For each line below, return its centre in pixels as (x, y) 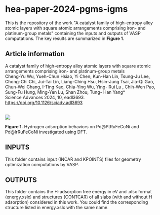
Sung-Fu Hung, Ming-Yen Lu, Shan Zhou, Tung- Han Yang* (65, 92)
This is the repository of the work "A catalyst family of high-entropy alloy (79, 23)
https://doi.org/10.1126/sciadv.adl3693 (44, 103)
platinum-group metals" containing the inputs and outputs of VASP (73, 33)
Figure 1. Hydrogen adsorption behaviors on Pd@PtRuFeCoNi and (72, 126)
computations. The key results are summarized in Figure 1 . (65, 38)
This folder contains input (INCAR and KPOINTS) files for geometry (73, 159)
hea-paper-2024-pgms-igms (67, 9)
